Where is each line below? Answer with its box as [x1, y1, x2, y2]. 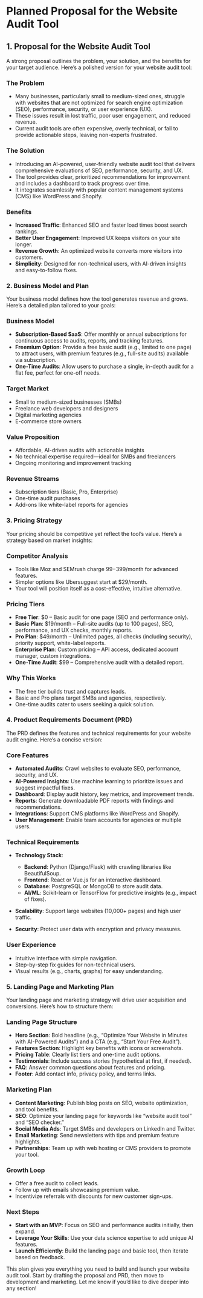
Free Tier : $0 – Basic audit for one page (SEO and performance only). [14, 614, 188, 621]
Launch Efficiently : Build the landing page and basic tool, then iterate [14, 1247, 188, 1254]
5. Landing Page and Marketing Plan [6, 982, 114, 991]
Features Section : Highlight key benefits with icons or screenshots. [14, 1045, 183, 1052]
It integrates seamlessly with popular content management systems [14, 186, 184, 193]
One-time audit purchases [14, 495, 80, 502]
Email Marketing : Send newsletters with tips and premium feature [14, 1131, 179, 1139]
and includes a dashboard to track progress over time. [14, 179, 150, 187]
